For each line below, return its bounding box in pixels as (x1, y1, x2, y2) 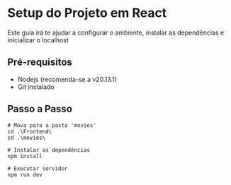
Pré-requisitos (7, 56, 73, 68)
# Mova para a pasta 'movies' (7, 121, 97, 129)
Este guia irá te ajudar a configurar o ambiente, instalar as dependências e (7, 28, 225, 37)
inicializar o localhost (7, 35, 69, 44)
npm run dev (7, 171, 43, 178)
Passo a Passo (7, 103, 73, 115)
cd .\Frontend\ (7, 128, 52, 135)
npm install (7, 153, 43, 160)
